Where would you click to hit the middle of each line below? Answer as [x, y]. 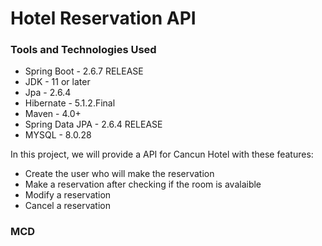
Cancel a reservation [67, 206]
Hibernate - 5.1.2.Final [70, 103]
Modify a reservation [68, 195]
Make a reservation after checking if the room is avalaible [143, 184]
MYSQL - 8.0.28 [58, 135]
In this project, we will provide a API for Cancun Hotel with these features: [162, 154]
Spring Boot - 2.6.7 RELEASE [84, 71]
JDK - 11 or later [57, 82]
